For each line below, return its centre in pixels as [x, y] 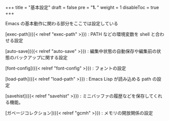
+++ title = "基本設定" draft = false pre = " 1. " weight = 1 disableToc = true [82, 7]
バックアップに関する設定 [41, 57]
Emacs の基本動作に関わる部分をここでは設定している [62, 23]
